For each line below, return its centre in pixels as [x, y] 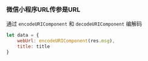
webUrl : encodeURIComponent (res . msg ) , [66, 41]
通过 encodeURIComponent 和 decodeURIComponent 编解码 [74, 24]
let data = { [23, 35]
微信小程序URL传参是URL [43, 9]
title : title [34, 47]
